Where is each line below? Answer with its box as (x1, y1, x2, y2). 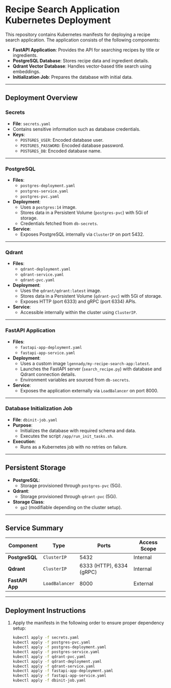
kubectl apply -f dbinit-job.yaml (12, 678, 86, 683)
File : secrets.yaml (12, 120, 51, 126)
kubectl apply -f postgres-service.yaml (12, 649, 100, 654)
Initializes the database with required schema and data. (20, 427, 136, 433)
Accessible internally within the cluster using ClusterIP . (20, 309, 137, 316)
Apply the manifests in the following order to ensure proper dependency (12, 620, 164, 626)
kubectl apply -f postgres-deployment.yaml (12, 645, 107, 650)
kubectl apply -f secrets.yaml (12, 635, 79, 640)
